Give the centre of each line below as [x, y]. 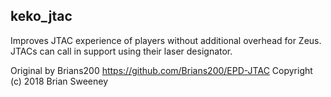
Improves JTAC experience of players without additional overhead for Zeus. [166, 40]
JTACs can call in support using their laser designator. [121, 51]
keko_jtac [41, 16]
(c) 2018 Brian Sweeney [59, 81]
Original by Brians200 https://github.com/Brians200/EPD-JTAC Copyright [161, 70]
